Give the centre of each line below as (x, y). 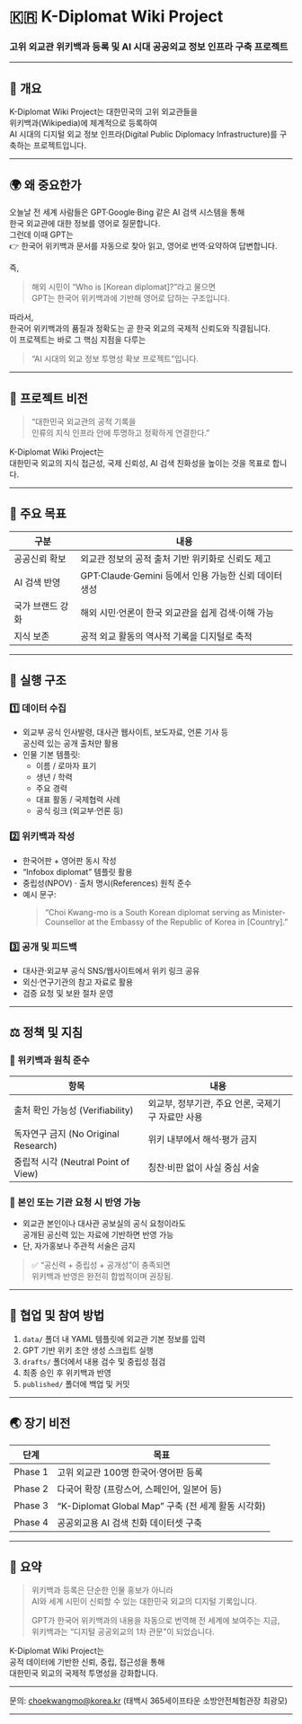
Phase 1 (31, 1472)
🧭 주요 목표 (38, 514)
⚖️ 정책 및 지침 (46, 1033)
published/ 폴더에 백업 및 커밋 (76, 1384)
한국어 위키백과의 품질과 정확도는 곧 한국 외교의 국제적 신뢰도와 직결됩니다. (140, 329)
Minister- (269, 912)
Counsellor (65, 922)
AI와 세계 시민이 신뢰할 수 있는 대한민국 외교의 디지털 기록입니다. (144, 1602)
